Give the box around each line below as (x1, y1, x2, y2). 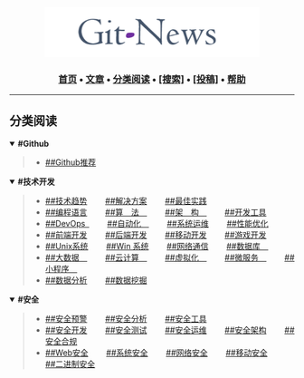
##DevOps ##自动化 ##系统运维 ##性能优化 (44, 218, 269, 228)
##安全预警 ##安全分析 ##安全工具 (44, 313, 207, 324)
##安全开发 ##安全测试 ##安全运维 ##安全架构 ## (44, 325, 296, 335)
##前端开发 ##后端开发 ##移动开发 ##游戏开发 (44, 229, 267, 240)
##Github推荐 (44, 157, 97, 168)
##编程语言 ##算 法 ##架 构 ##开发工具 (44, 207, 267, 218)
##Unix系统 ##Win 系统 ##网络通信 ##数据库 (44, 240, 261, 251)
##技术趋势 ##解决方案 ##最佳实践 (44, 195, 207, 206)
